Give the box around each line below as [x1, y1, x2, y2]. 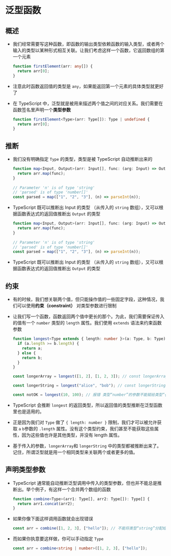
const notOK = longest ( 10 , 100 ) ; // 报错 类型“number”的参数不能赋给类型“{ [12, 392, 167, 397]
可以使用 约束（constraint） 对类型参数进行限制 [17, 303, 117, 309]
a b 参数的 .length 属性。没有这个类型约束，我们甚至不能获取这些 [18, 425, 155, 431]
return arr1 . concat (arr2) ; [17, 501, 75, 506]
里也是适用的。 [12, 408, 44, 415]
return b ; [22, 355, 43, 360]
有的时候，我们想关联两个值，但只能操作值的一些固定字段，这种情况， [12, 296, 160, 303]
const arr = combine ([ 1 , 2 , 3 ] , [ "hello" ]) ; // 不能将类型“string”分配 [12, 526, 163, 531]
